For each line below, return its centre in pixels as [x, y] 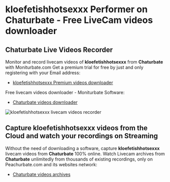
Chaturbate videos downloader [45, 102]
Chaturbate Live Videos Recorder [59, 50]
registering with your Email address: [43, 73]
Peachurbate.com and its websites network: [51, 164]
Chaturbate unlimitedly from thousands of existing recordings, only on [79, 159]
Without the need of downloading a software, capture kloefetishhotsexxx [82, 148]
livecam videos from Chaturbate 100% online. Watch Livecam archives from [85, 154]
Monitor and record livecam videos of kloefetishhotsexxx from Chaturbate [84, 62]
